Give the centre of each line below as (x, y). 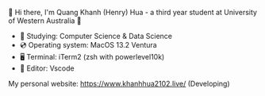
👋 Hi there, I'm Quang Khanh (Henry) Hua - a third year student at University (133, 12)
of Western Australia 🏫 (45, 21)
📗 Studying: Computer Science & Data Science (96, 36)
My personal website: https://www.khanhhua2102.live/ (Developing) (119, 84)
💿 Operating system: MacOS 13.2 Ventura (88, 45)
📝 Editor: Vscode (47, 68)
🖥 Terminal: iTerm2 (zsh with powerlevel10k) (92, 57)
